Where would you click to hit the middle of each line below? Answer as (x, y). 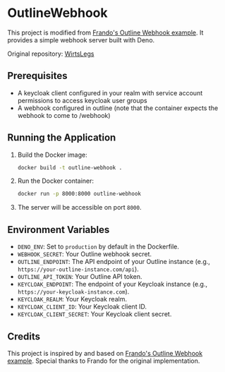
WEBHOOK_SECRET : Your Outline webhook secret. (85, 254)
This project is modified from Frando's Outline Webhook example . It (105, 32)
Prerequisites (37, 76)
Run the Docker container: (55, 181)
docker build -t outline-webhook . (70, 167)
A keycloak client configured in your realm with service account (110, 92)
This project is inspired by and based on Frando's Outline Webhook (105, 353)
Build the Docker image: (53, 155)
